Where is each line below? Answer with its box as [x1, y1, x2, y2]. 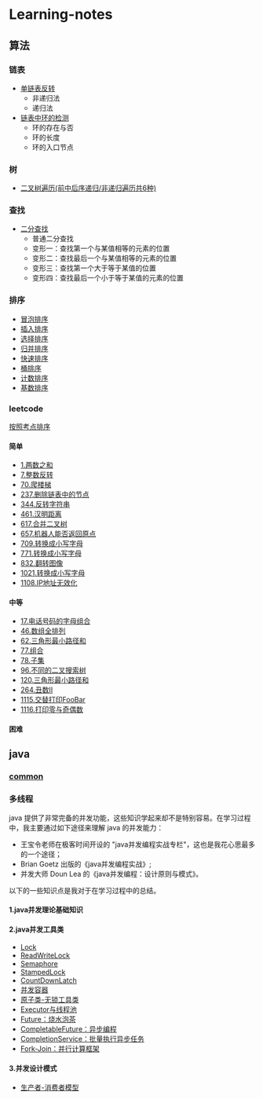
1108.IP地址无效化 [20, 578, 78, 588]
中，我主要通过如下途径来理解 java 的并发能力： [9, 822, 164, 832]
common [9, 771, 44, 782]
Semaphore [20, 959, 58, 969]
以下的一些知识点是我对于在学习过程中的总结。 [9, 885, 160, 895]
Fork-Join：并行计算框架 [20, 1044, 100, 1053]
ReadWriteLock [20, 951, 71, 960]
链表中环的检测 [20, 112, 69, 123]
